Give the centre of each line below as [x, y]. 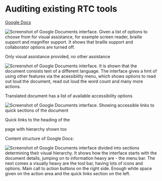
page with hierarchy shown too [36, 129]
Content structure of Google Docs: [40, 138]
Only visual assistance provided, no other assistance [58, 56]
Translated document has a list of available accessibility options [69, 96]
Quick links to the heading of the [38, 120]
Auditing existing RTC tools [61, 9]
